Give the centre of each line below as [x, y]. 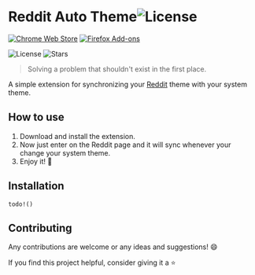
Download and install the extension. [78, 136]
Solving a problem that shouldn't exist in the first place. [117, 69]
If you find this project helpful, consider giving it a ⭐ [92, 262]
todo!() [21, 204]
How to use [36, 117]
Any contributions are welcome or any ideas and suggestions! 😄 [113, 247]
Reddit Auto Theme [73, 17]
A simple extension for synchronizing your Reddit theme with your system [128, 84]
